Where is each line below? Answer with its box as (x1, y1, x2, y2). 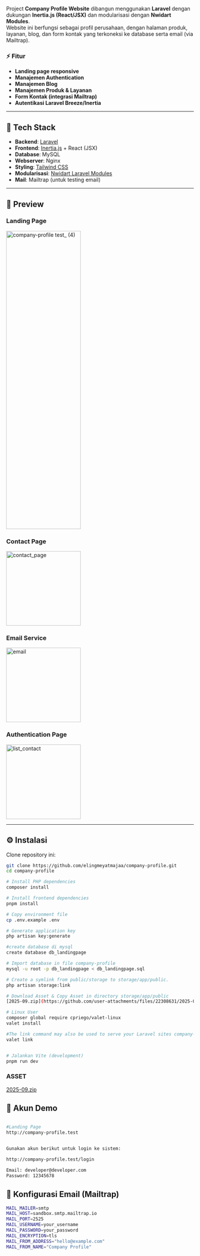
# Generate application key (6, 927, 76, 934)
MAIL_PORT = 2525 (6, 1216, 44, 1222)
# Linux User (6, 1009, 39, 1016)
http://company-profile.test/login (6, 1156, 95, 1162)
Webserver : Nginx (14, 157, 61, 165)
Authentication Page (6, 731, 67, 739)
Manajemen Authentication (14, 74, 85, 81)
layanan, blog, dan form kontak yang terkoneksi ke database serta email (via (6, 30, 193, 38)
